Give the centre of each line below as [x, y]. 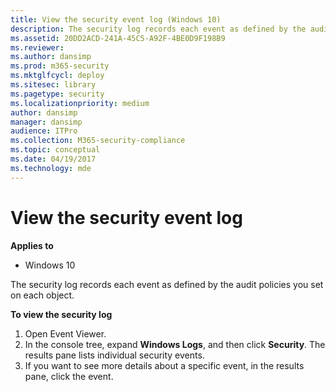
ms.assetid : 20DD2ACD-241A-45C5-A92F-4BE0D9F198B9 [118, 38]
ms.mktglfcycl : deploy [57, 76]
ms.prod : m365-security [60, 66]
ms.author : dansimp [51, 57]
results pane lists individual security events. [114, 355]
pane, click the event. [69, 376]
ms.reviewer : [37, 47]
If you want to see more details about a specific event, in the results [164, 365]
